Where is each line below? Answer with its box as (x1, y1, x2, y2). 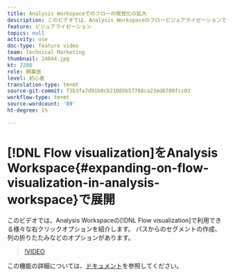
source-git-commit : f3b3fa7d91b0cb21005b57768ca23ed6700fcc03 (7, 87, 191, 94)
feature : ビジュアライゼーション (7, 23, 92, 30)
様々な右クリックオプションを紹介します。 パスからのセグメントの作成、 (12, 225, 221, 233)
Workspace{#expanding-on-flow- (7, 160, 209, 175)
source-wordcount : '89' (7, 101, 76, 107)
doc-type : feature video (7, 42, 79, 49)
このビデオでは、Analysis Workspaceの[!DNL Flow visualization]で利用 (7, 216, 209, 224)
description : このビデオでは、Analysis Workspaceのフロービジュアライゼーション (7, 17, 222, 24)
